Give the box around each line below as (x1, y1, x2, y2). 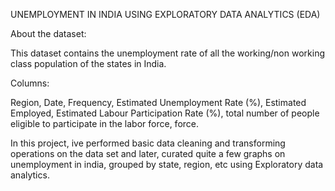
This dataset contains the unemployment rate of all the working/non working (10, 47, 325, 59)
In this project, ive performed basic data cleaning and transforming (10, 137, 286, 149)
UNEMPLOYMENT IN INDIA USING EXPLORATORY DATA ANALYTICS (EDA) (10, 9, 321, 20)
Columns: (10, 77, 50, 89)
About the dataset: (10, 28, 87, 39)
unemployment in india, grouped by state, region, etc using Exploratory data (10, 159, 324, 170)
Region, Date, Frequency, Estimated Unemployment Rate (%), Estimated (10, 97, 307, 108)
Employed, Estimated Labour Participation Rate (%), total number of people (10, 107, 320, 119)
